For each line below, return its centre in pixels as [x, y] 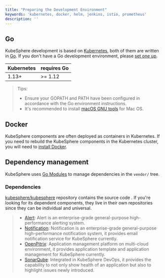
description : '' [22, 19]
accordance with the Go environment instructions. [76, 104]
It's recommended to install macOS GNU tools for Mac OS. [84, 109]
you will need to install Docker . [36, 147]
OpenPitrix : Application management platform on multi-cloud [86, 244]
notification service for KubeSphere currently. [71, 239]
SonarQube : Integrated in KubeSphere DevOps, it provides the [88, 260]
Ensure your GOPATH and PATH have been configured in [82, 98]
